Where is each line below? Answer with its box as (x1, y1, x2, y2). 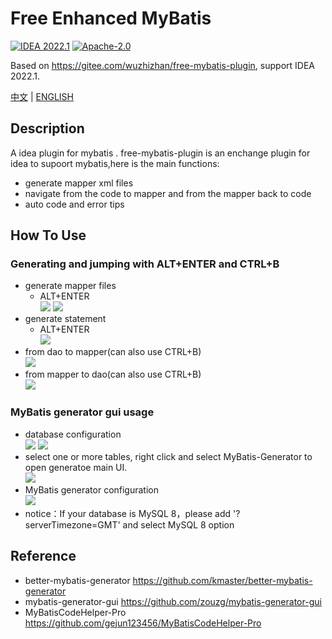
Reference (10, 548, 77, 565)
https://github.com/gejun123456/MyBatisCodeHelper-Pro (24, 617, 262, 629)
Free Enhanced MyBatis (10, 7, 212, 30)
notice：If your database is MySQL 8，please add (24, 507, 232, 519)
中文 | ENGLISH (10, 90, 75, 102)
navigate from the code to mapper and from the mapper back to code (24, 187, 312, 199)
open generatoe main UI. (24, 461, 128, 473)
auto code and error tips (24, 198, 125, 210)
